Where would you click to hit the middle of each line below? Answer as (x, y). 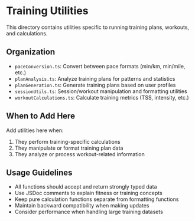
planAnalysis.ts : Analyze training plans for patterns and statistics (95, 78)
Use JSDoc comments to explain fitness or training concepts (88, 193)
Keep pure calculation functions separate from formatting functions (97, 199)
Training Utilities (47, 11)
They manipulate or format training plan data (69, 148)
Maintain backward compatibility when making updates (82, 206)
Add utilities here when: (35, 130)
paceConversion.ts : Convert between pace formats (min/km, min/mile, (100, 66)
